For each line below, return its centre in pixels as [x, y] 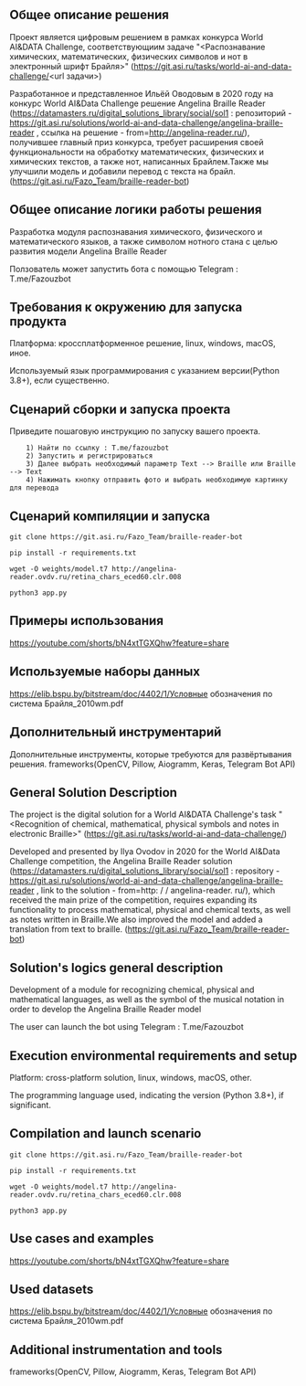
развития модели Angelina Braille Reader [88, 251]
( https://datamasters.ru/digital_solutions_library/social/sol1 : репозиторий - [151, 112]
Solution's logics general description [116, 968]
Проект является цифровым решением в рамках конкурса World [137, 37]
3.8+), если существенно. [59, 381]
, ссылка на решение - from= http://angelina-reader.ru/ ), [143, 132]
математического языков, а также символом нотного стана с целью [144, 241]
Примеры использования [87, 621]
